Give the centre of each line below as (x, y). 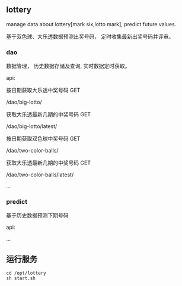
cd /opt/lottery (26, 273)
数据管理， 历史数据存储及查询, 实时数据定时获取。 (68, 66)
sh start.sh (21, 279)
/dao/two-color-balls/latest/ (40, 175)
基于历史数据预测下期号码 (37, 215)
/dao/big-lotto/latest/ (32, 126)
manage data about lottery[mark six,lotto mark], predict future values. (91, 24)
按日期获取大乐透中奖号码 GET (43, 90)
